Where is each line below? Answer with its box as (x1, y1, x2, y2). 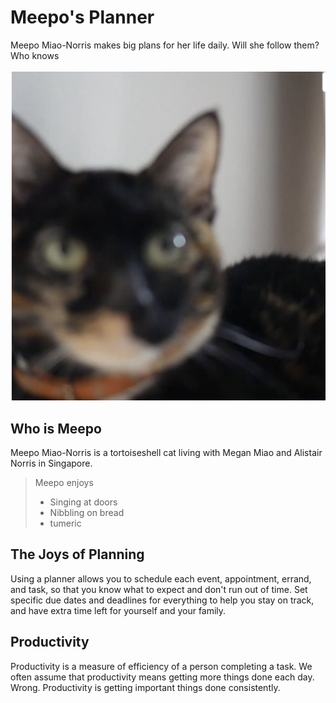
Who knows (10, 49, 60, 61)
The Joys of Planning (10, 546, 145, 563)
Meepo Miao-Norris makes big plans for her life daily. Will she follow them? (10, 39, 320, 51)
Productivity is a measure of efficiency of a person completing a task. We (10, 660, 313, 672)
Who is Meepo (10, 420, 102, 437)
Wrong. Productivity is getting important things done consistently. (10, 681, 281, 693)
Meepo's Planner (10, 6, 155, 29)
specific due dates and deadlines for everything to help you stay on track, (10, 594, 315, 606)
